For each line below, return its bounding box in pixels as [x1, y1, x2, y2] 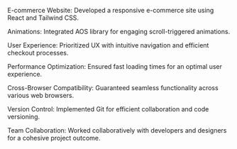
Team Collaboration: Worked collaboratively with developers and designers [7, 126, 227, 134]
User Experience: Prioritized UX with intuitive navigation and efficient [7, 41, 209, 49]
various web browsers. [7, 92, 75, 99]
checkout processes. [7, 49, 69, 57]
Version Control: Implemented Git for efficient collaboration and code [7, 105, 209, 113]
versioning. [7, 113, 40, 121]
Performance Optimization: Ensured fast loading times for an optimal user [7, 62, 222, 70]
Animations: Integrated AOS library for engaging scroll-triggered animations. [7, 28, 231, 35]
